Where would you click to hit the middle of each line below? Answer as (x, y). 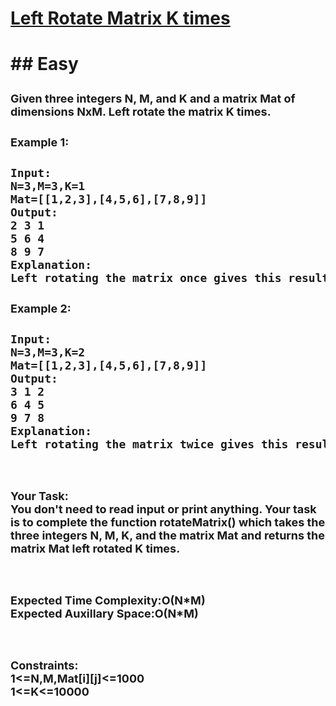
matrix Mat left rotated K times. (95, 549)
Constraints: (44, 665)
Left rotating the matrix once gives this (146, 278)
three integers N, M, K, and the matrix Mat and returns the (167, 535)
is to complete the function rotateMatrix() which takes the (168, 522)
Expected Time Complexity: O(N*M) (108, 600)
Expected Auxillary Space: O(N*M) (104, 614)
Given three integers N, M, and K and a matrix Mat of (153, 99)
